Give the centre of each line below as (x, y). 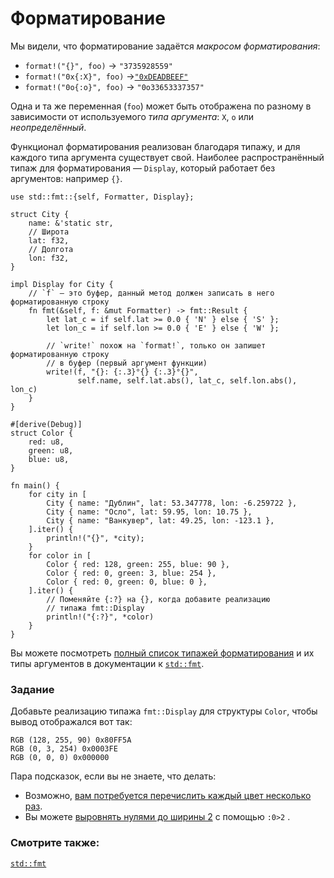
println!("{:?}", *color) (100, 617)
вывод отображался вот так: (71, 722)
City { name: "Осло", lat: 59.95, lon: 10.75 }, (149, 512)
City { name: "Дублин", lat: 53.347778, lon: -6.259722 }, (172, 503)
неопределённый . (48, 127)
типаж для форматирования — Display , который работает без (143, 168)
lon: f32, (49, 258)
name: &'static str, (71, 223)
